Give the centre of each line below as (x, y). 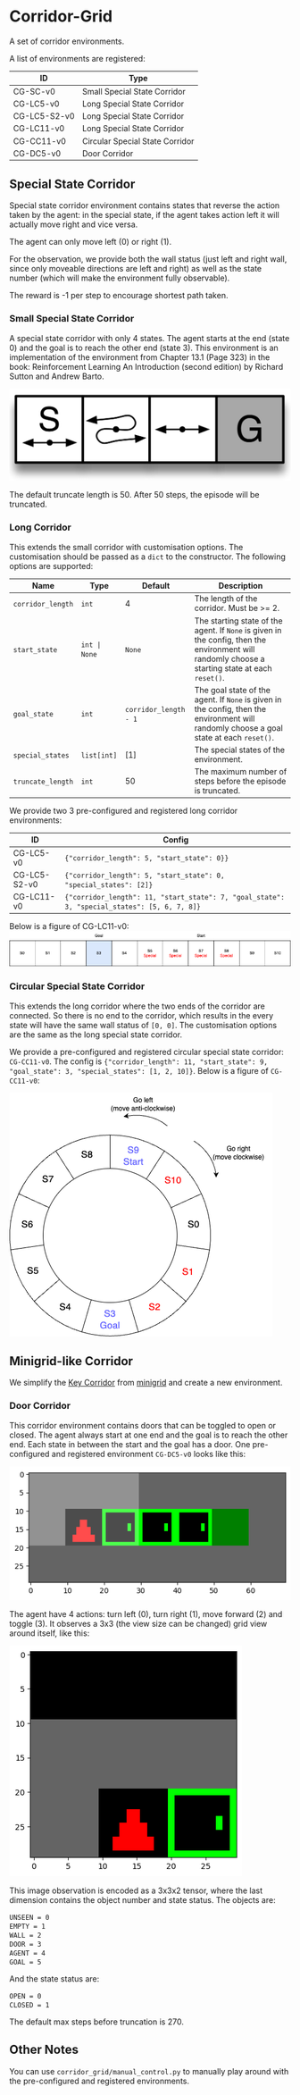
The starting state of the (238, 620)
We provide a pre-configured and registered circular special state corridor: (146, 1052)
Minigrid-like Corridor (71, 1361)
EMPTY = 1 (28, 1927)
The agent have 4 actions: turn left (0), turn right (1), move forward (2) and (146, 1614)
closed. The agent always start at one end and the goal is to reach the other (149, 1435)
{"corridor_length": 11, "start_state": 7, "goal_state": (175, 898)
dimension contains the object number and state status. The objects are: (142, 1900)
